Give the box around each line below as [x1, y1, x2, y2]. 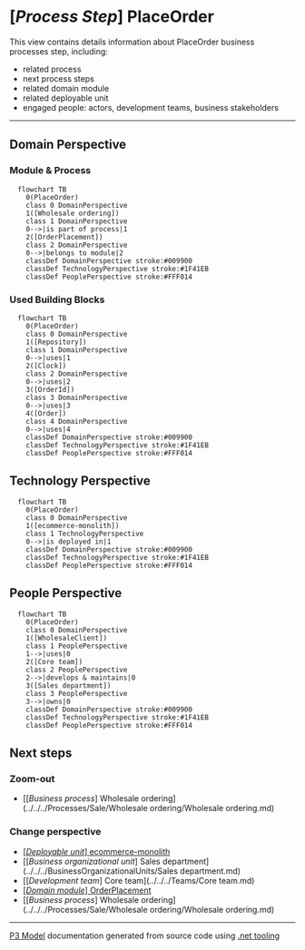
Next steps [9, 745, 73, 760]
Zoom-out [9, 772, 55, 785]
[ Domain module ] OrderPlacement [22, 885, 152, 896]
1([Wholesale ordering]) [25, 209, 120, 218]
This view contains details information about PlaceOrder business [9, 36, 255, 47]
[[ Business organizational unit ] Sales [22, 856, 161, 867]
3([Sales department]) [25, 681, 112, 690]
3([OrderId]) [25, 385, 75, 394]
